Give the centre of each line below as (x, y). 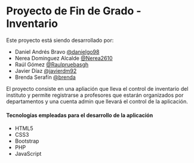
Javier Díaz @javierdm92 (46, 70)
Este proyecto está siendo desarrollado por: (60, 40)
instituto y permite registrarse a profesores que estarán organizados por (95, 95)
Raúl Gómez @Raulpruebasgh (52, 64)
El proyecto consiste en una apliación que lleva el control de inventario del (97, 88)
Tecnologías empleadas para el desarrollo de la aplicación (80, 115)
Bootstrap (27, 141)
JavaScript (28, 154)
